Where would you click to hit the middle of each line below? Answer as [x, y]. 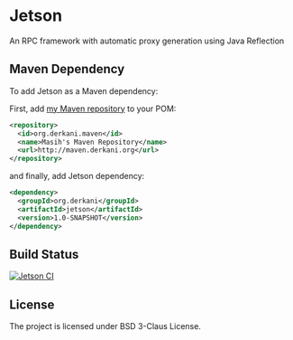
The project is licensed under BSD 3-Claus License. [105, 326]
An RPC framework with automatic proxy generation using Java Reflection [147, 41]
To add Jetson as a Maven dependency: [84, 90]
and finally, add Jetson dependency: [77, 176]
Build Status [44, 254]
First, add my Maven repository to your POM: [93, 109]
